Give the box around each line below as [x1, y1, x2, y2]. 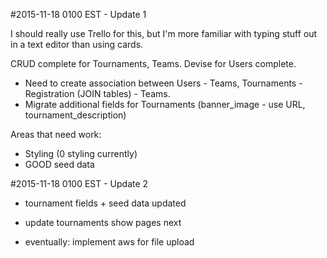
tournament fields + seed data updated [24, 197, 187, 209]
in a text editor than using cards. [10, 39, 144, 50]
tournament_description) [24, 109, 127, 121]
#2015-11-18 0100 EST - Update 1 [10, 9, 147, 20]
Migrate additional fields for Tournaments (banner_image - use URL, [24, 99, 306, 110]
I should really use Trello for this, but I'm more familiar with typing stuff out [10, 28, 318, 39]
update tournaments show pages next [24, 217, 182, 228]
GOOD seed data [24, 159, 95, 170]
